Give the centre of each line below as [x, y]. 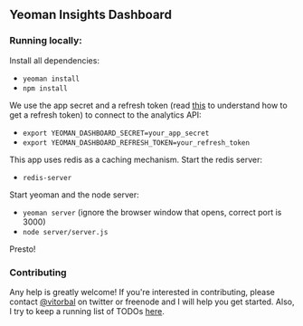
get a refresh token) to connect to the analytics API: [105, 115]
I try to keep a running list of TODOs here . [87, 311]
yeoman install [51, 79]
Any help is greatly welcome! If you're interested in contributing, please [142, 292]
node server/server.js [65, 232]
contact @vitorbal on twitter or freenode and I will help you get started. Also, [152, 302]
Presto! [23, 249]
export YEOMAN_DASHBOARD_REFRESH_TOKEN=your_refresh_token [136, 143]
